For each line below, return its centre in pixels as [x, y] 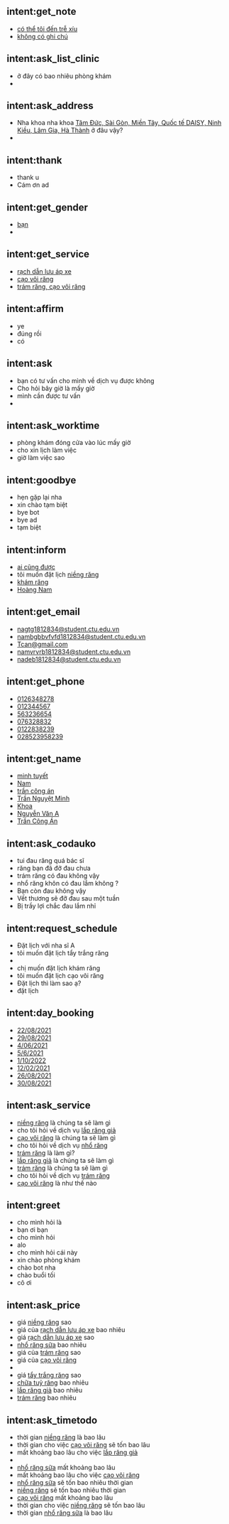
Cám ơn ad [33, 185]
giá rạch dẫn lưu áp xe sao [56, 1337]
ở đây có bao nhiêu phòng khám [64, 76]
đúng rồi [29, 333]
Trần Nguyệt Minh [43, 798]
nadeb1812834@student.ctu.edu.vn [69, 659]
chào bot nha [36, 1267]
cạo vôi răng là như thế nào [57, 1183]
